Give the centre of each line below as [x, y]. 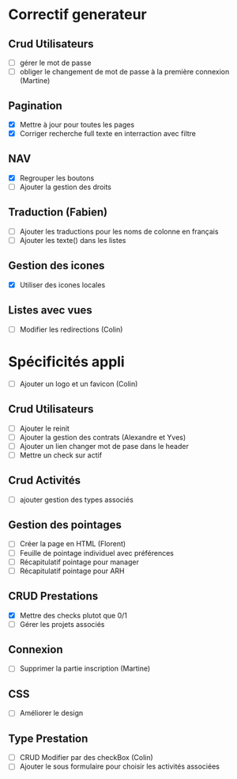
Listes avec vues [50, 310]
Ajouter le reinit [44, 428]
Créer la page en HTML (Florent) [73, 544]
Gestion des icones [56, 266]
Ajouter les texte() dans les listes [73, 240]
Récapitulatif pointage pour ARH [72, 571]
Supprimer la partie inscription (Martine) [85, 669]
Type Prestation [48, 738]
